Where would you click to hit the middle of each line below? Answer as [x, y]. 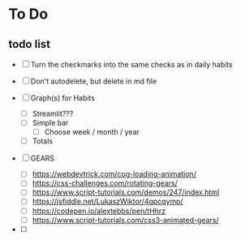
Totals [43, 141]
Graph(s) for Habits [63, 98]
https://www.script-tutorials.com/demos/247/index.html [126, 192]
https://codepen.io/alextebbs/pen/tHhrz [99, 211]
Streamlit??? [53, 114]
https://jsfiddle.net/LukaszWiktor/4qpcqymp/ [108, 201]
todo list [30, 44]
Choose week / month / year [92, 132]
